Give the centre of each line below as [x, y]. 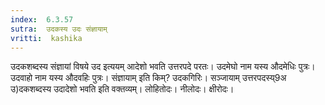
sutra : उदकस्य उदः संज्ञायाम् [59, 29]
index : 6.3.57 [42, 19]
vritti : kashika [46, 38]
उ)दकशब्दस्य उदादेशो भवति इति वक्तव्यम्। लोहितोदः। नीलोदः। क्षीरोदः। [122, 89]
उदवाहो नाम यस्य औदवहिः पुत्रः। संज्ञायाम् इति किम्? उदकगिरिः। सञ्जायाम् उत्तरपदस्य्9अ [148, 78]
